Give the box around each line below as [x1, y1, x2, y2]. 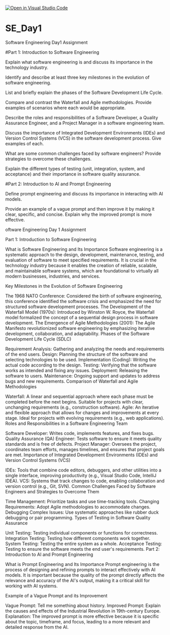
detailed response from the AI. [5, 624, 69, 630]
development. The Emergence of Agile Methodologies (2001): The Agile [5, 320, 155, 326]
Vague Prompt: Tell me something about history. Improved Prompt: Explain [5, 602, 161, 609]
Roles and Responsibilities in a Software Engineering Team [5, 420, 128, 426]
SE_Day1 [5, 23, 42, 34]
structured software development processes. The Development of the [5, 304, 151, 310]
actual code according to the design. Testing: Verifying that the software [5, 362, 157, 368]
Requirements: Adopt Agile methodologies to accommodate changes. [5, 504, 151, 510]
